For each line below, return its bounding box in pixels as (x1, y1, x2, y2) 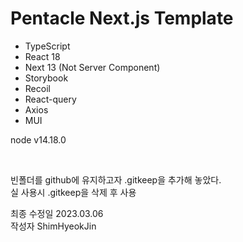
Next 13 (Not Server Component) (24, 61, 161, 73)
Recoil (24, 82, 51, 94)
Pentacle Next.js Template (10, 7, 234, 30)
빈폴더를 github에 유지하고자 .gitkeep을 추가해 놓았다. (10, 173, 222, 186)
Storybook (24, 72, 69, 84)
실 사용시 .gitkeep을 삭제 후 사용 (10, 186, 137, 198)
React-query (24, 93, 77, 105)
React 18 (24, 50, 61, 62)
